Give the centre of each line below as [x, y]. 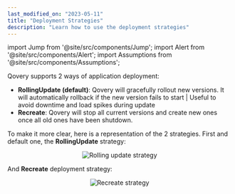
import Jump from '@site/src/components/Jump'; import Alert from [106, 48]
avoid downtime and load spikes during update [86, 105]
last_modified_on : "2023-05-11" [55, 14]
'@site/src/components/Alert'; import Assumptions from [90, 55]
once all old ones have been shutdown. [75, 120]
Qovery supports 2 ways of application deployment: [83, 76]
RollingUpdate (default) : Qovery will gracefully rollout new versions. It [121, 90]
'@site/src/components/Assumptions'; [64, 63]
